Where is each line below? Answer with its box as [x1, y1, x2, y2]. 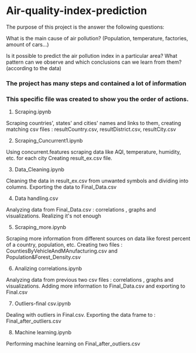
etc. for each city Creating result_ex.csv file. [6, 155, 112, 162]
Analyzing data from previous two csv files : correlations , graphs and [6, 276, 174, 283]
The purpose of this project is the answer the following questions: [6, 23, 165, 30]
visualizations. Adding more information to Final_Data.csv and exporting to [6, 282, 185, 290]
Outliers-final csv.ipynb [14, 300, 71, 307]
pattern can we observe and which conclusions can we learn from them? [6, 58, 182, 65]
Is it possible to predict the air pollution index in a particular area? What [6, 52, 177, 59]
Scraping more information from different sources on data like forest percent [6, 235, 191, 242]
